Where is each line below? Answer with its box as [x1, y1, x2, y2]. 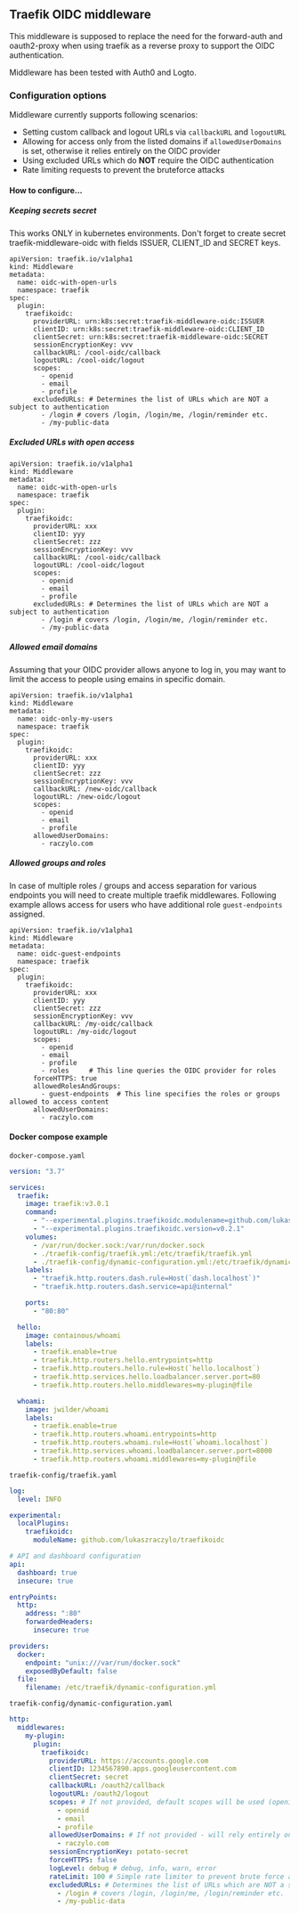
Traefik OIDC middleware [9, 7, 151, 22]
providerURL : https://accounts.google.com [48, 1756, 209, 1765]
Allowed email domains [9, 641, 98, 653]
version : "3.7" [9, 1167, 66, 1176]
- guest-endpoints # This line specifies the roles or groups [41, 1089, 280, 1098]
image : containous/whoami [25, 1331, 122, 1340]
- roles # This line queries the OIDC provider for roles [41, 1066, 277, 1075]
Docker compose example [9, 1131, 109, 1143]
